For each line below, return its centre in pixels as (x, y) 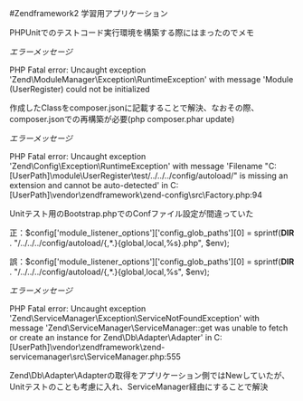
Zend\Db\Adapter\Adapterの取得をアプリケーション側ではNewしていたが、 (150, 375)
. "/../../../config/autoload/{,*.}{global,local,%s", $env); (109, 272)
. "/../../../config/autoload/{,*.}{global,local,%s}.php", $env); (120, 243)
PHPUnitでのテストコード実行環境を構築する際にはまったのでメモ (132, 33)
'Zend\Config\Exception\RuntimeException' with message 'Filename (136, 166)
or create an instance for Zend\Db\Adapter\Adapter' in (111, 337)
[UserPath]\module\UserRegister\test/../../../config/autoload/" (123, 176)
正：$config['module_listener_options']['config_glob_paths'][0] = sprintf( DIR (152, 233)
